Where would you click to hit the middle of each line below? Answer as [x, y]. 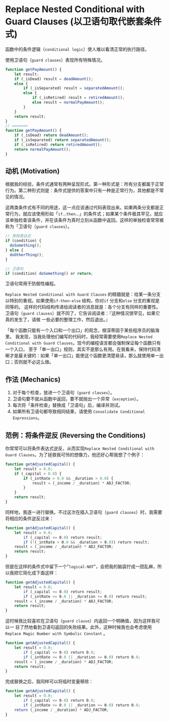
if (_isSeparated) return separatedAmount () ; [63, 140]
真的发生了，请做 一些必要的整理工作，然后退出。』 [58, 320]
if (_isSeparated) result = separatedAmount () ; [74, 88]
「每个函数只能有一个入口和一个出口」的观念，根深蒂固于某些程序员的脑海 [82, 330]
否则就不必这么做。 [34, 362]
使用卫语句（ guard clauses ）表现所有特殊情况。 [55, 60]
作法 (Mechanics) [33, 379]
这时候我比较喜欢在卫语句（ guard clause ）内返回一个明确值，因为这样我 [80, 621]
